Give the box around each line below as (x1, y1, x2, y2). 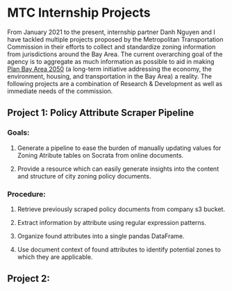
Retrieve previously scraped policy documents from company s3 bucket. (17, 205, 226, 213)
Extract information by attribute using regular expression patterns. (17, 218, 207, 226)
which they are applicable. (17, 252, 93, 261)
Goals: (7, 128, 30, 138)
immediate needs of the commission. (7, 87, 113, 95)
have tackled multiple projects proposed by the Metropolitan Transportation (7, 35, 224, 43)
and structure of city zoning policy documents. (17, 172, 151, 180)
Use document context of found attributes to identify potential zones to (17, 245, 221, 253)
